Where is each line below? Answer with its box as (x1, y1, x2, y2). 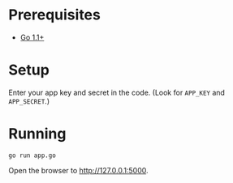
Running (8, 125, 67, 143)
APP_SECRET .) (8, 96, 50, 106)
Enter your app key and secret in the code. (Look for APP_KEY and (8, 87, 226, 97)
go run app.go (8, 151, 57, 160)
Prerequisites (8, 6, 101, 24)
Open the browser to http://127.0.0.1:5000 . (8, 165, 149, 175)
